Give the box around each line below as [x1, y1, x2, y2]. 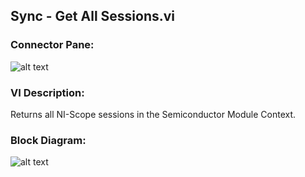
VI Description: [10, 85, 85, 99]
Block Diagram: [10, 133, 87, 147]
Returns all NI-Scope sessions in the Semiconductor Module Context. [10, 108, 297, 120]
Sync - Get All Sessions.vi [10, 8, 176, 25]
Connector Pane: [10, 38, 95, 52]
